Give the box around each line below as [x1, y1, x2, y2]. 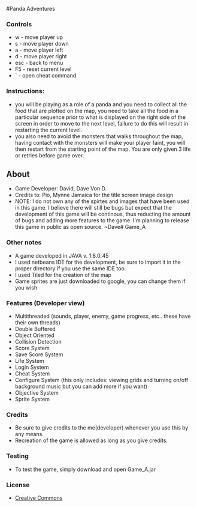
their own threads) [14, 319, 61, 326]
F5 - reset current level [14, 65, 72, 73]
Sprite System [14, 396, 50, 402]
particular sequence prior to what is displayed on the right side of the [14, 114, 186, 121]
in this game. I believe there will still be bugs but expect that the [14, 204, 172, 211]
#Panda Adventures [6, 5, 56, 12]
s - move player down [14, 40, 69, 47]
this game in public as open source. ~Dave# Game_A [14, 223, 146, 231]
